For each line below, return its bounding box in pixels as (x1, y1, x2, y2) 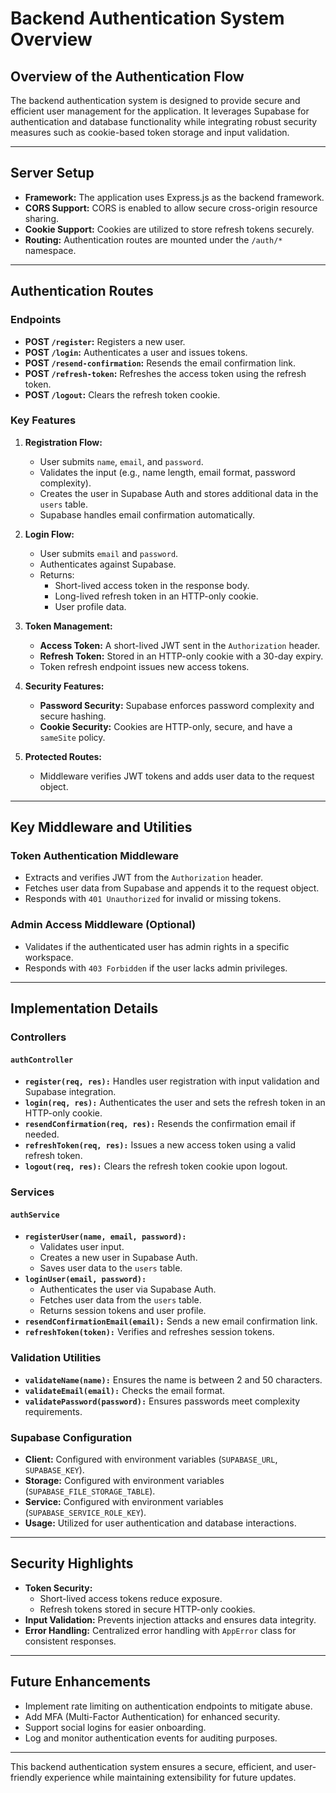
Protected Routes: (24, 750, 103, 762)
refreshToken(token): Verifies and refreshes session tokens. (24, 1326, 275, 1338)
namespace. (24, 244, 77, 256)
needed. (24, 1128, 60, 1141)
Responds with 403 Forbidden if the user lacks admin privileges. (24, 962, 288, 974)
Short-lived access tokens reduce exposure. (39, 1592, 223, 1604)
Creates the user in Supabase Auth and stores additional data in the (39, 487, 319, 499)
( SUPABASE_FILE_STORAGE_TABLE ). (24, 1485, 156, 1497)
